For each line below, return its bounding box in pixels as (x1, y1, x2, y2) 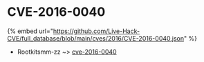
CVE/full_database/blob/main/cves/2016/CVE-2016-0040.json (7, 34, 185, 42)
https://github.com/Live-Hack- (53, 27, 140, 35)
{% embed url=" (7, 27, 54, 35)
